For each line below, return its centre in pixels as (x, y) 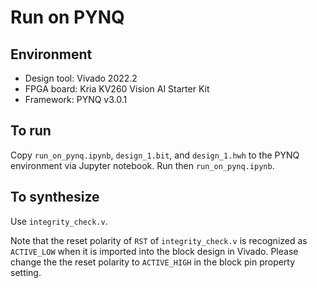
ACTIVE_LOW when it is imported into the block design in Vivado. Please (154, 251)
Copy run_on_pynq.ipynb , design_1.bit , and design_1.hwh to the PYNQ (155, 155)
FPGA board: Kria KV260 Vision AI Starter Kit (117, 89)
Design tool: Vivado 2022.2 (81, 78)
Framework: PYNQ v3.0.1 (76, 99)
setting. (26, 272)
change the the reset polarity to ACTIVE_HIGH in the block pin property (153, 262)
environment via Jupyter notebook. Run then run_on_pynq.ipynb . (142, 165)
